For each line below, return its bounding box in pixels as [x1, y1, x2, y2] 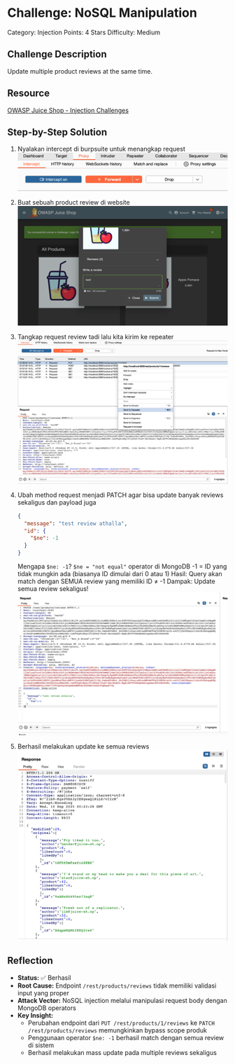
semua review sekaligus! [17, 585, 89, 593]
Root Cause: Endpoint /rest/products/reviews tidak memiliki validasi [17, 981, 217, 990]
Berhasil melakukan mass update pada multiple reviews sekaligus [27, 1048, 217, 1056]
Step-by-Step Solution [7, 126, 107, 138]
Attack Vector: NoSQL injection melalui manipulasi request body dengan [17, 996, 227, 1004]
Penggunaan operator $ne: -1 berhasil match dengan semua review [27, 1033, 225, 1042]
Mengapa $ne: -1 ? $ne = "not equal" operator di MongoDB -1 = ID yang [17, 562, 227, 571]
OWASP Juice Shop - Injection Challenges [7, 106, 129, 114]
